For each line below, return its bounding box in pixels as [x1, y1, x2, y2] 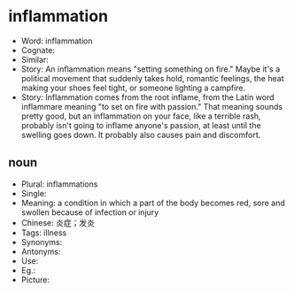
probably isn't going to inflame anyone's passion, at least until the [20, 119, 262, 130]
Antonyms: [20, 246, 61, 257]
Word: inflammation [20, 35, 93, 46]
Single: [20, 188, 47, 198]
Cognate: [20, 44, 55, 55]
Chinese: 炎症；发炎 [20, 217, 95, 227]
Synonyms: [20, 236, 63, 247]
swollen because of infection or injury [20, 206, 159, 218]
